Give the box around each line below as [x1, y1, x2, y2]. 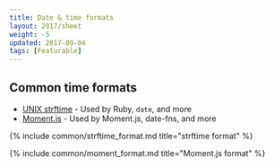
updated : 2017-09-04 [9, 38, 87, 48]
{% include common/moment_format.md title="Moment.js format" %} [9, 147, 266, 158]
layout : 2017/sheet [9, 22, 82, 31]
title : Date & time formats [9, 13, 115, 22]
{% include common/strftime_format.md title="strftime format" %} [9, 130, 253, 141]
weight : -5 [9, 30, 50, 39]
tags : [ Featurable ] [9, 47, 82, 56]
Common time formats [9, 80, 137, 95]
